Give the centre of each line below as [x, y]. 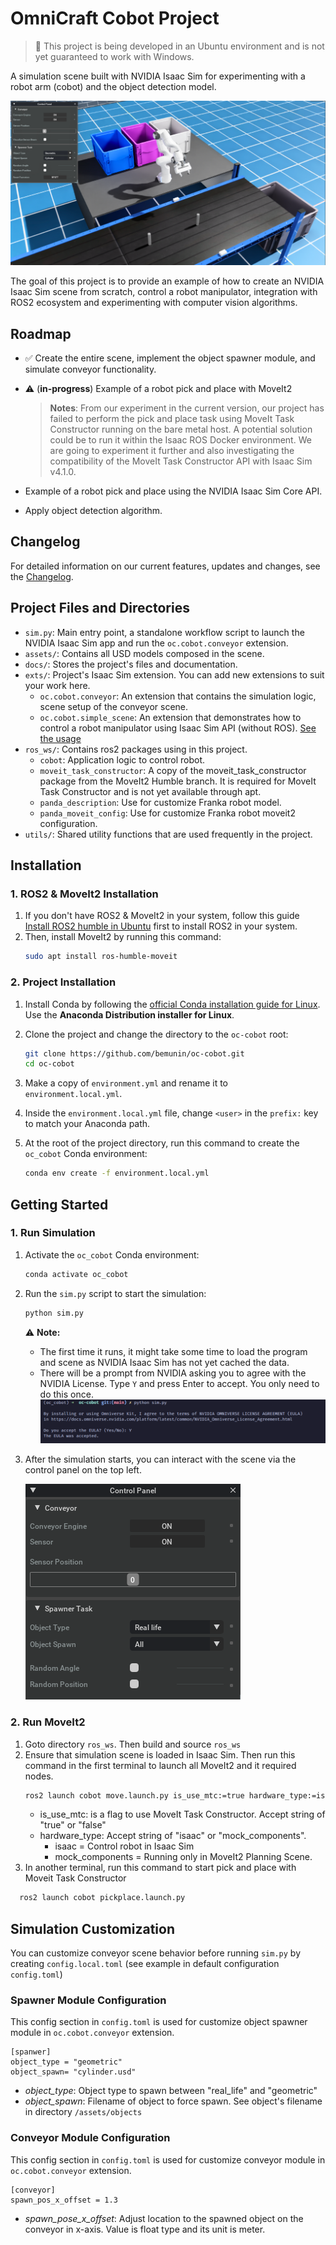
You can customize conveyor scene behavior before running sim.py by [155, 1953]
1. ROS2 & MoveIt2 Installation [84, 894]
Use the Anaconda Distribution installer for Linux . [129, 1014]
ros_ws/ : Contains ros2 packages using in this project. [136, 749]
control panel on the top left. [83, 1470]
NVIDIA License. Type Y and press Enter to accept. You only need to [179, 1383]
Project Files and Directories [100, 608]
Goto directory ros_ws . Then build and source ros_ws [133, 1744]
